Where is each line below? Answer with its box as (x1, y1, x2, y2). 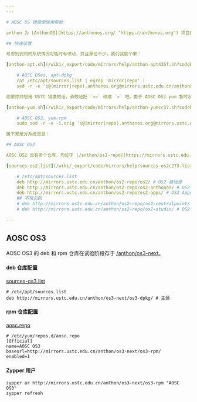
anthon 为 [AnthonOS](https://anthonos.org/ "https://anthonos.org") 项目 (6, 30, 190, 36)
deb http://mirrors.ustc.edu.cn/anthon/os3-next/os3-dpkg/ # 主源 (6, 295, 170, 301)
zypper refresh (6, 390, 43, 397)
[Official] (6, 338, 33, 344)
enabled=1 (6, 353, 30, 359)
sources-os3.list (6, 277, 45, 284)
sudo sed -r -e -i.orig (16, 120, 75, 126)
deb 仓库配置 (6, 264, 38, 271)
